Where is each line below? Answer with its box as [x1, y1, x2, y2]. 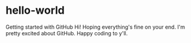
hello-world [5, 4, 65, 17]
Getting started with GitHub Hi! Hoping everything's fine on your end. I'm [5, 23, 186, 30]
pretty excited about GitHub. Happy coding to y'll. [5, 29, 128, 36]
